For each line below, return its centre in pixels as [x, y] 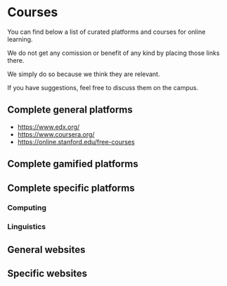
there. [16, 60]
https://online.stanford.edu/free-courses [76, 142]
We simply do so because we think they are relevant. [84, 74]
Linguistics [27, 227]
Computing [27, 208]
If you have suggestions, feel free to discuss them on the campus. [103, 87]
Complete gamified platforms [73, 164]
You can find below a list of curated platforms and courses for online [106, 32]
